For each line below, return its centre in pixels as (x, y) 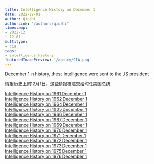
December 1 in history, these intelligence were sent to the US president (77, 74)
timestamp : (16, 28)
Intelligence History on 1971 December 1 (46, 136)
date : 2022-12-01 (23, 14)
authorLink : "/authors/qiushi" (37, 23)
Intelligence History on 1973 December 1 (46, 146)
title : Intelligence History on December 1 (50, 10)
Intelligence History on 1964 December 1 (46, 104)
